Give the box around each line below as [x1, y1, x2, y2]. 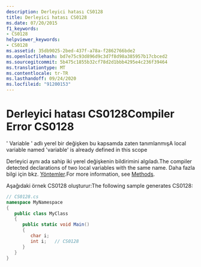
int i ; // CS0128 [30, 238, 79, 244]
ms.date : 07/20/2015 [6, 20, 58, 26]
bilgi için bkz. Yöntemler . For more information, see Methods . [6, 170, 155, 178]
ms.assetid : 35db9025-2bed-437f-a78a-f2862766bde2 [6, 48, 136, 54]
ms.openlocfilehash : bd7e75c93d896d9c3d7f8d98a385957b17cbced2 [6, 53, 168, 59]
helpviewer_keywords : [6, 37, 61, 43]
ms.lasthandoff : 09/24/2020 [6, 76, 77, 82]
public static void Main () [22, 221, 90, 228]
